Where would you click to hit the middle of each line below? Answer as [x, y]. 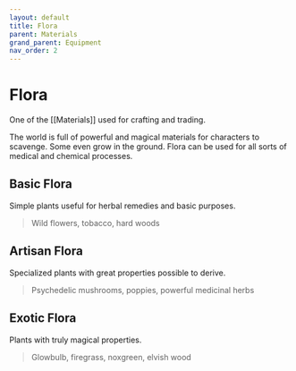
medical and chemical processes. [71, 156]
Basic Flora [41, 184]
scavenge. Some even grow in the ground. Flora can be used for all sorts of [148, 147]
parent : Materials [43, 34]
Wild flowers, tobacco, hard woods [96, 223]
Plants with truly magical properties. [76, 340]
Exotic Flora [43, 318]
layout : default [39, 17]
